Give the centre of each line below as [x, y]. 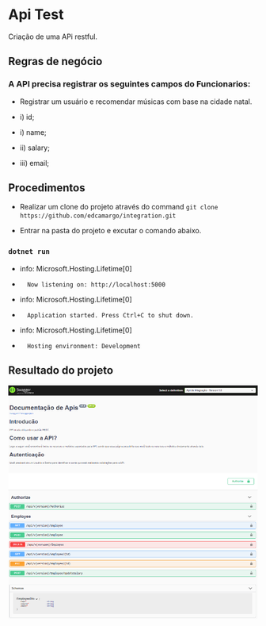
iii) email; [34, 163]
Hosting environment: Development [84, 346]
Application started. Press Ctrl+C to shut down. [110, 315]
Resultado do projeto [61, 371]
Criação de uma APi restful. [53, 36]
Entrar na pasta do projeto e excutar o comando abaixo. [110, 231]
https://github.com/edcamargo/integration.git [98, 216]
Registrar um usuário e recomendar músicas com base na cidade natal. [136, 102]
